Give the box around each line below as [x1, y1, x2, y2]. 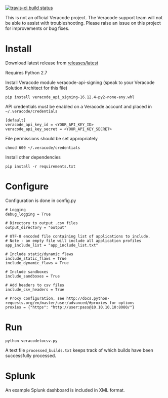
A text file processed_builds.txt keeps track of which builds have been [5, 347, 153, 353]
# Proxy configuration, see [5, 296, 65, 301]
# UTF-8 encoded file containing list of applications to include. [5, 233, 151, 239]
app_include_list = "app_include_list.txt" [5, 243, 99, 248]
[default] [5, 117, 26, 123]
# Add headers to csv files [5, 283, 65, 288]
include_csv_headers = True [5, 287, 65, 292]
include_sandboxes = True [5, 273, 60, 278]
